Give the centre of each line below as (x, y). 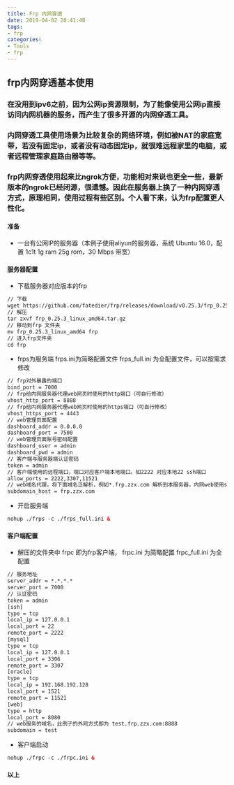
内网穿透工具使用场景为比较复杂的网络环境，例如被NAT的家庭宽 (115, 136)
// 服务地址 (23, 575)
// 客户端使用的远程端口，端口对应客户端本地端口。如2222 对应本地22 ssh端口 (107, 472)
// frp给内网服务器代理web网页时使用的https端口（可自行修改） (89, 407)
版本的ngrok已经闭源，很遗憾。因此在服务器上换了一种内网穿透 (114, 187)
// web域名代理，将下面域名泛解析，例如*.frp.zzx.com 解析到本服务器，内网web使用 (116, 485)
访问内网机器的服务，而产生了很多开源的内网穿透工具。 (100, 115)
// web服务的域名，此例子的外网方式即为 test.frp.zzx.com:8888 (92, 724)
